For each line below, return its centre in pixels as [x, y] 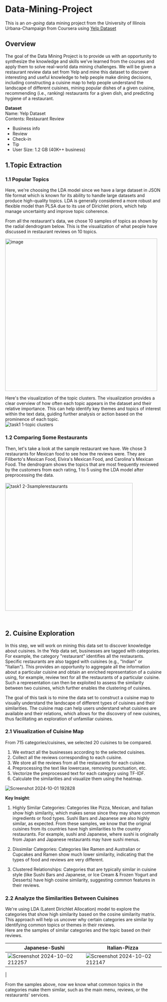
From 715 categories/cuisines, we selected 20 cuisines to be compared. [79, 742]
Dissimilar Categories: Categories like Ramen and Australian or [76, 849]
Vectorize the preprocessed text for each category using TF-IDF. [79, 773]
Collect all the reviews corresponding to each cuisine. [67, 757]
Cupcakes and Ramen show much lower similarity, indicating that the [83, 854]
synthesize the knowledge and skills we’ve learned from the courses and [80, 61]
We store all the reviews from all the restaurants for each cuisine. [79, 763]
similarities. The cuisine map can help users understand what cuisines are [81, 708]
